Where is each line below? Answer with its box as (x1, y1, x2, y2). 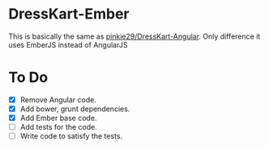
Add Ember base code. (19, 114, 97, 122)
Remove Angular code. (19, 94, 97, 105)
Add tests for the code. (19, 122, 97, 132)
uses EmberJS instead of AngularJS (8, 39, 128, 49)
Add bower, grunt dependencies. (19, 104, 130, 114)
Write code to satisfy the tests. (19, 131, 123, 141)
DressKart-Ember (8, 5, 130, 23)
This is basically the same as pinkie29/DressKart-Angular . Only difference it (8, 31, 261, 41)
